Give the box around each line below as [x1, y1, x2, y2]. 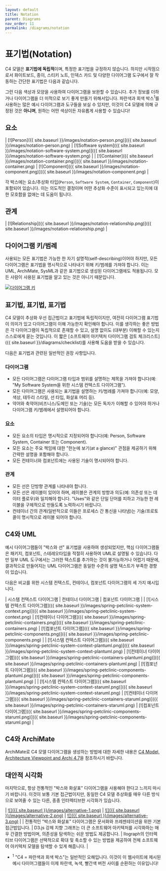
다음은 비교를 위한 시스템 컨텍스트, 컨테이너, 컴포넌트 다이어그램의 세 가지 [5, 580, 146, 585]
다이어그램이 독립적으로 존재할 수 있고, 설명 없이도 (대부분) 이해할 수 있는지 [15, 327, 160, 333]
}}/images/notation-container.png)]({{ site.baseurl [5, 158, 107, 164]
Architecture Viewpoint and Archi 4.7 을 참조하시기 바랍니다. [5, 755, 124, 761]
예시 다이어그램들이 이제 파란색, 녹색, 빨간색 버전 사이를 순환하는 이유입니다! [12, 860, 159, 866]
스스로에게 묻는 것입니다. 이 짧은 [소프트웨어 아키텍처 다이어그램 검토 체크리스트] [5, 333, 160, 339]
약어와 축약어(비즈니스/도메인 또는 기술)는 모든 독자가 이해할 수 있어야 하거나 [12, 401, 160, 406]
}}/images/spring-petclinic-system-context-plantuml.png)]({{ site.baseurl [5, 642, 155, 648]
